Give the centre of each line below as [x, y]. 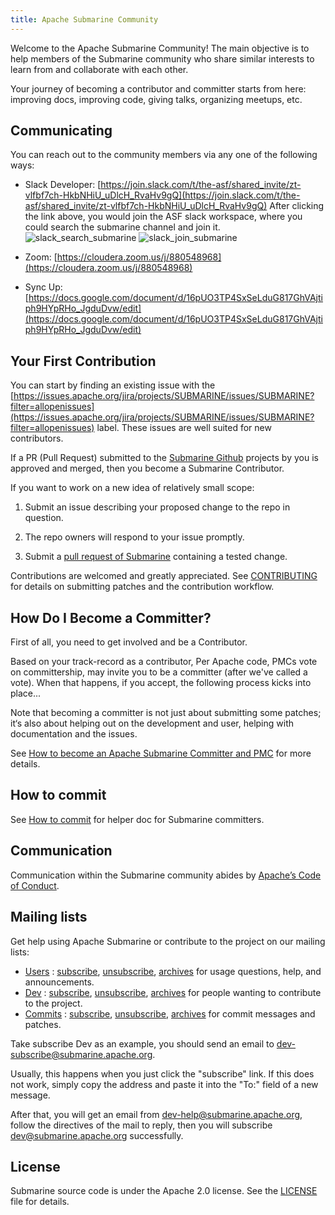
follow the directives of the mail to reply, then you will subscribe [141, 1125]
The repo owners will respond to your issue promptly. [134, 537]
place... [26, 693]
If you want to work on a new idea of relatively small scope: [132, 488]
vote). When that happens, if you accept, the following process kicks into [161, 683]
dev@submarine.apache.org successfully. [97, 1135]
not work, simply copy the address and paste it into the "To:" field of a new [164, 1084]
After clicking [297, 206]
